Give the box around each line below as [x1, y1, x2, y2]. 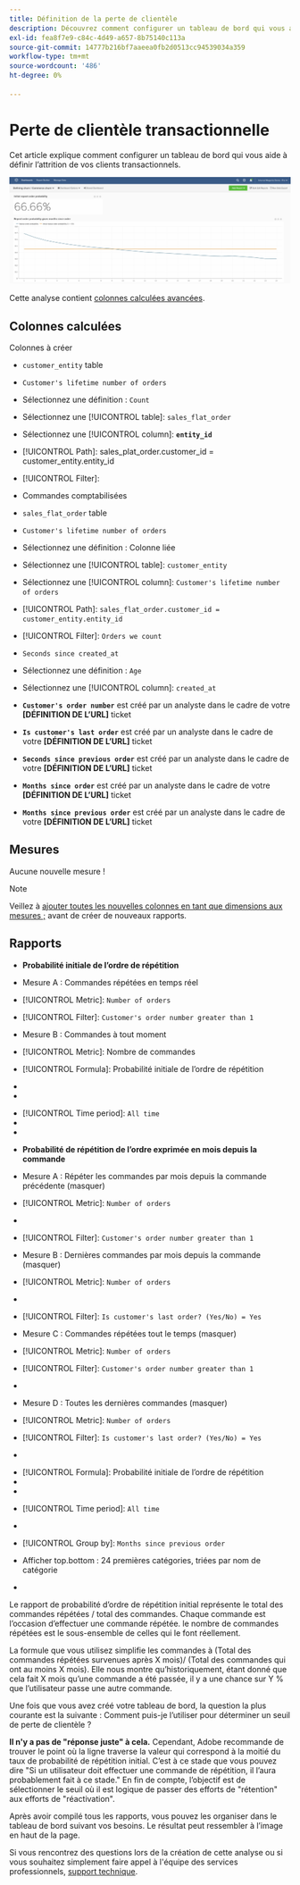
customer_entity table [21, 359, 104, 370]
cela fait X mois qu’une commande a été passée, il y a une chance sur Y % [9, 1673, 284, 1684]
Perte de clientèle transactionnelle [9, 120, 270, 140]
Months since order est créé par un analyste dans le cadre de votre [21, 780, 271, 791]
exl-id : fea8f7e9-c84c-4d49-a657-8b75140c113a [9, 33, 186, 42]
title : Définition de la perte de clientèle [9, 14, 178, 23]
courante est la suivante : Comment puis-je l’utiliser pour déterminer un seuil [9, 1709, 290, 1720]
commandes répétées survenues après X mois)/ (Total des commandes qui [9, 1654, 286, 1665]
